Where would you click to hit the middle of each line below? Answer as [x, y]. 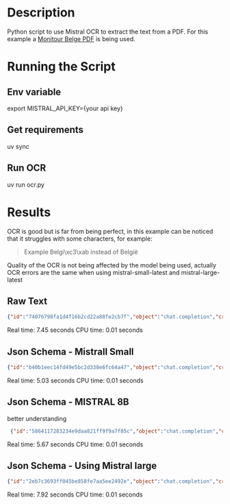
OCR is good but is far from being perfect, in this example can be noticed [110, 231]
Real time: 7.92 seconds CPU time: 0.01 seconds [75, 494]
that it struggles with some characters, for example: [80, 239]
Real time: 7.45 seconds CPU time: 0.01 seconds [75, 330]
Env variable [34, 92]
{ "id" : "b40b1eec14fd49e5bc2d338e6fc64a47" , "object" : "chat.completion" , [111, 368]
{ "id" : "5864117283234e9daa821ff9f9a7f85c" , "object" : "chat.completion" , [114, 431]
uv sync [18, 146]
